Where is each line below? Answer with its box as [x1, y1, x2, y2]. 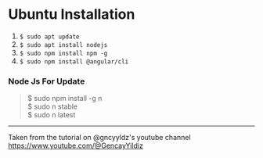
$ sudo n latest [27, 110, 76, 120]
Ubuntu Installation [8, 5, 135, 23]
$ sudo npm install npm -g [19, 49, 108, 57]
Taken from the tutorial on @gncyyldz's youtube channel [8, 133, 191, 142]
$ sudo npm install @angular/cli [19, 57, 129, 66]
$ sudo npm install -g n [27, 94, 103, 103]
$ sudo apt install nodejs [19, 41, 108, 48]
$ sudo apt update [19, 33, 80, 41]
